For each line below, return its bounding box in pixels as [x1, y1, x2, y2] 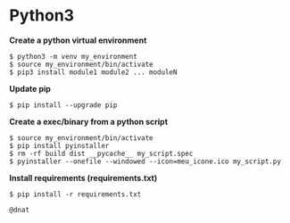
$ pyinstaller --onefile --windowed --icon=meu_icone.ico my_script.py [9, 157, 281, 166]
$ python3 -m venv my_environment [9, 52, 138, 61]
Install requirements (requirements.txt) [9, 172, 158, 183]
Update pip [9, 83, 52, 94]
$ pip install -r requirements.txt [9, 189, 142, 199]
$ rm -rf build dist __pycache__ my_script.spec [9, 149, 194, 158]
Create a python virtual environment [9, 35, 147, 45]
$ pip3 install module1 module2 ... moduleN [9, 68, 178, 77]
